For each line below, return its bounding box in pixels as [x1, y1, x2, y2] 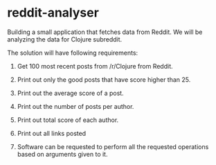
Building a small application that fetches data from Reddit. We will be [7, 28, 203, 36]
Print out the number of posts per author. [17, 102, 134, 110]
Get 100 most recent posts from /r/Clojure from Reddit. [17, 62, 173, 70]
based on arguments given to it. [17, 150, 108, 158]
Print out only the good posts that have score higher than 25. [17, 75, 191, 84]
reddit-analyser [7, 5, 99, 21]
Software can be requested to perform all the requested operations [17, 142, 209, 150]
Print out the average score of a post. [17, 89, 124, 97]
